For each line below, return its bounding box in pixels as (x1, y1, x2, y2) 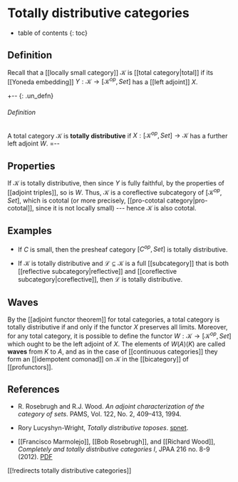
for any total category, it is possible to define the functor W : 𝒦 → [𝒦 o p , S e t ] (7, 330, 232, 340)
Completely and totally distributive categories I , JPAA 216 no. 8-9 (17, 445, 210, 453)
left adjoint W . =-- (7, 139, 61, 148)
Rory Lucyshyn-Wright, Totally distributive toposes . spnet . (17, 424, 189, 432)
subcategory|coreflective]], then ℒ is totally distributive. (17, 275, 183, 284)
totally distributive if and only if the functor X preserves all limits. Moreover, (7, 323, 228, 332)
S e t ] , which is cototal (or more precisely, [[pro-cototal (7, 196, 165, 205)
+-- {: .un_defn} (7, 91, 54, 101)
